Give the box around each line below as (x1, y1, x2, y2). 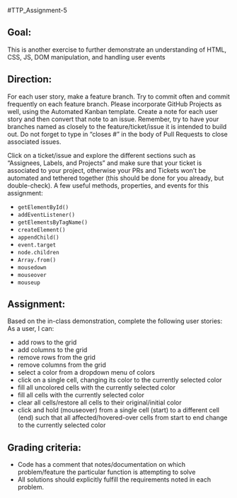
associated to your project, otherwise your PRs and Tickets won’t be (7, 166, 207, 174)
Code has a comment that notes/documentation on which (17, 460, 186, 469)
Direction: (7, 74, 52, 86)
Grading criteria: (7, 441, 81, 453)
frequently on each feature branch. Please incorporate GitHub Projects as (7, 99, 222, 108)
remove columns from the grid (17, 361, 106, 369)
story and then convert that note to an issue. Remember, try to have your (7, 115, 219, 123)
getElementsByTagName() (17, 219, 88, 226)
